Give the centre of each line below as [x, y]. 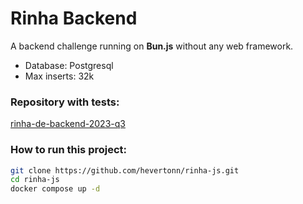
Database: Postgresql [69, 65]
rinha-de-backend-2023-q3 [68, 124]
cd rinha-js [35, 180]
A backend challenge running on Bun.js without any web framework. [152, 46]
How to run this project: [69, 150]
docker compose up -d [55, 189]
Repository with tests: [65, 102]
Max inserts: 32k [59, 76]
